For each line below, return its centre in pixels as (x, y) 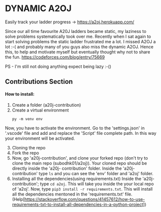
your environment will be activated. (40, 138)
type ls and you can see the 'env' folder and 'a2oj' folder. (96, 173)
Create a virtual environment (40, 110)
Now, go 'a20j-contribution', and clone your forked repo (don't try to (80, 158)
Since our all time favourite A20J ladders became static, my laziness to (76, 31)
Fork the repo (26, 153)
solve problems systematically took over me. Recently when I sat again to (78, 36)
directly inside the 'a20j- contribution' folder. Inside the (67, 168)
